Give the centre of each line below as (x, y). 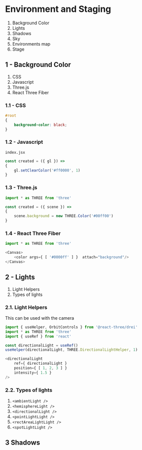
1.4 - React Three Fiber (33, 233)
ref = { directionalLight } (41, 364)
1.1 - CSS (16, 105)
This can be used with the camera (40, 318)
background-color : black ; (41, 125)
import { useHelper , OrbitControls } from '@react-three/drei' (71, 327)
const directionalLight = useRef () (42, 345)
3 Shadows (23, 443)
